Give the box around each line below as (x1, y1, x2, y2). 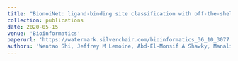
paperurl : (7, 36, 37, 43)
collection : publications (7, 17, 84, 24)
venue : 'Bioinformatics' (7, 29, 81, 37)
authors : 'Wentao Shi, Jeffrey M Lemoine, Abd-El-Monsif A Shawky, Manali (7, 43, 233, 50)
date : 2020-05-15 (7, 23, 59, 30)
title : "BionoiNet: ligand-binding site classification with (7, 10, 192, 18)
